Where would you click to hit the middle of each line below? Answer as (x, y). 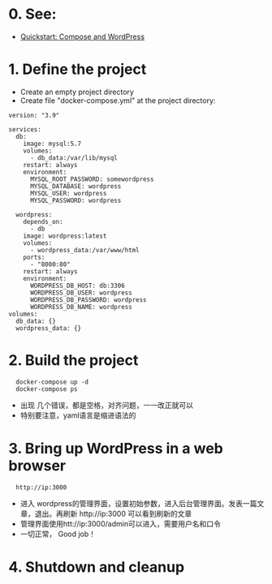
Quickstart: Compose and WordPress (82, 36)
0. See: (32, 14)
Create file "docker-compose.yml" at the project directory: (118, 100)
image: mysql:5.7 (52, 144)
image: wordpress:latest (65, 236)
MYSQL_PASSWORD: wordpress (76, 200)
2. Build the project (73, 361)
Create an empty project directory (77, 92)
